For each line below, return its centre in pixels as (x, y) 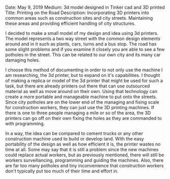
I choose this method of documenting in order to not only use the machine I (84, 70)
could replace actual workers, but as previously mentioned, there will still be (85, 155)
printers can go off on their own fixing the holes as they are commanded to (83, 118)
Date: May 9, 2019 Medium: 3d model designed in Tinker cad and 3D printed (85, 7)
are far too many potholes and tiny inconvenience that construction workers (84, 166)
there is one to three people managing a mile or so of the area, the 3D (78, 113)
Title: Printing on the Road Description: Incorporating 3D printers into (77, 13)
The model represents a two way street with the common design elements (83, 38)
